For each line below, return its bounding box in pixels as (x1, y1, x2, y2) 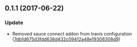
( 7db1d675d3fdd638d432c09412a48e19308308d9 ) (12, 36, 121, 42)
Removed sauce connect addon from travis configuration (12, 30, 132, 37)
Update (5, 19, 23, 26)
